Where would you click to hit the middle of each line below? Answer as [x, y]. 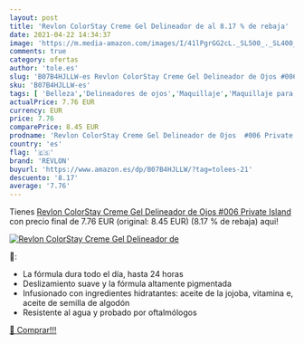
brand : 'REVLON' [40, 161]
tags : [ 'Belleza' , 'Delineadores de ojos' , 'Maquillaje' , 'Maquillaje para [152, 93]
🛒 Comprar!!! [33, 330]
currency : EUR [36, 110]
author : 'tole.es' [44, 69]
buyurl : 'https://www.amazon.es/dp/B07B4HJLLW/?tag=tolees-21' [131, 169]
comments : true [38, 52]
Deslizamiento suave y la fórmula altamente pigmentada [127, 284]
